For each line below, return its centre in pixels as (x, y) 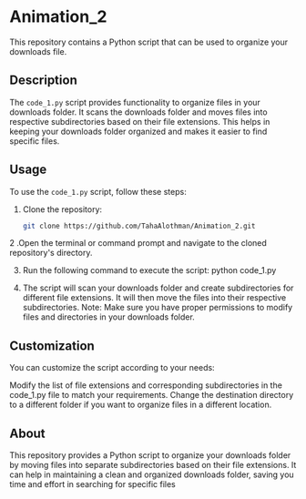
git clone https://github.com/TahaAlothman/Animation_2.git (139, 226)
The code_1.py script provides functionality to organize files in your (135, 102)
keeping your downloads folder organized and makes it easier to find (138, 131)
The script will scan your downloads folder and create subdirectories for (158, 288)
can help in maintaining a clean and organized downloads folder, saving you (152, 474)
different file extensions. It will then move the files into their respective (154, 298)
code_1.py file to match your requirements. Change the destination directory (152, 395)
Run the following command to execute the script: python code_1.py (149, 270)
